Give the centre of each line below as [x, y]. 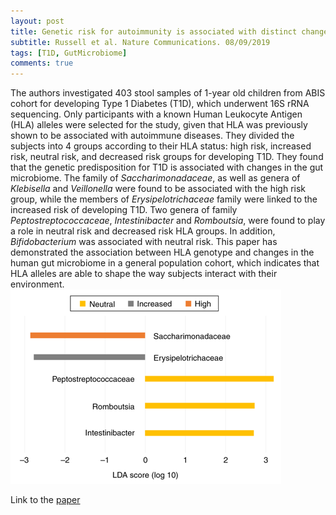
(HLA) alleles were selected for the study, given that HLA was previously [159, 125]
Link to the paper [45, 500]
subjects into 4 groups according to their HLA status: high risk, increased [161, 146]
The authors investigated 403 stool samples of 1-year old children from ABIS [168, 93]
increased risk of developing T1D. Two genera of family [124, 210]
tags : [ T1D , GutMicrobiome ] [69, 53]
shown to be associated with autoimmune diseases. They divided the [152, 136]
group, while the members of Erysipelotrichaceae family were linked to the [164, 199]
